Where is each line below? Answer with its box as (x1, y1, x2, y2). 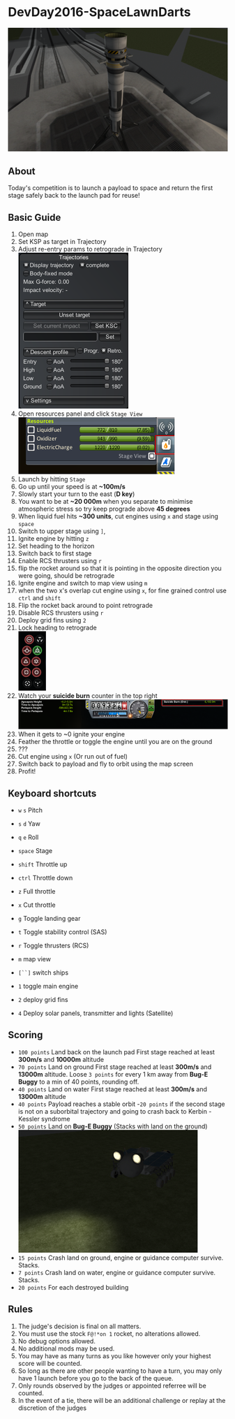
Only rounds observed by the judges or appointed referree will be (17, 1381, 206, 1390)
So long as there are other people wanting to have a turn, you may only (17, 1367, 222, 1375)
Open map (17, 230, 49, 238)
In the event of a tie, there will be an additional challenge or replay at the (17, 1396, 226, 1404)
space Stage (17, 846, 53, 854)
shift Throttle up (17, 860, 68, 868)
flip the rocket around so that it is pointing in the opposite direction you (17, 564, 222, 573)
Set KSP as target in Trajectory (17, 238, 107, 246)
